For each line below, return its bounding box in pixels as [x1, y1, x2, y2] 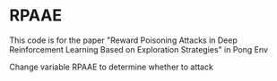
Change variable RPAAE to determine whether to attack [9, 61, 213, 72]
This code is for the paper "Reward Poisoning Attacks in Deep [9, 35, 238, 45]
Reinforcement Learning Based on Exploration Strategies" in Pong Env [9, 44, 269, 54]
